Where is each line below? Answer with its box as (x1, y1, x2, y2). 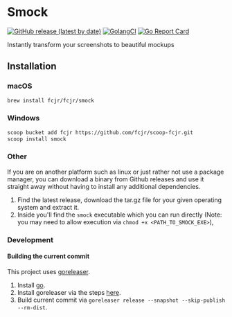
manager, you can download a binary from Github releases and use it (7, 174, 204, 183)
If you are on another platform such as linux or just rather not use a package (7, 167, 224, 176)
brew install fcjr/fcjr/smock (7, 97, 95, 104)
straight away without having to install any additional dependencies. (7, 182, 201, 190)
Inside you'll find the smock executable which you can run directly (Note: (17, 210, 222, 219)
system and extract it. (17, 203, 80, 211)
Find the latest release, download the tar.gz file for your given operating (17, 195, 222, 204)
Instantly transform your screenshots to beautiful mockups (7, 40, 175, 48)
